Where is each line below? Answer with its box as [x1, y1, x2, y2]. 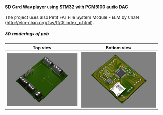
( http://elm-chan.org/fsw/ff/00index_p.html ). [5, 20, 94, 26]
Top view [33, 44, 52, 50]
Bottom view [106, 44, 132, 50]
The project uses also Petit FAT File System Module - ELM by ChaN [5, 15, 139, 20]
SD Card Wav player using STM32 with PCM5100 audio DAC [5, 4, 129, 10]
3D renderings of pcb [5, 31, 49, 36]
